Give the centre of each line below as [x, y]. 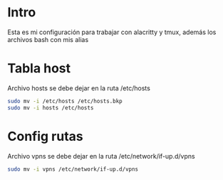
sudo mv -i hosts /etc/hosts [51, 107]
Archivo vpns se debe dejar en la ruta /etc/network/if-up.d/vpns [101, 156]
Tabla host [39, 69]
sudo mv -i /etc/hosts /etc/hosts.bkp [65, 101]
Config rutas [45, 136]
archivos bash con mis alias [48, 39]
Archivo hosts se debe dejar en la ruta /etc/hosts [79, 88]
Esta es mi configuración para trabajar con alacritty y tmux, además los [112, 32]
